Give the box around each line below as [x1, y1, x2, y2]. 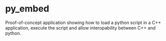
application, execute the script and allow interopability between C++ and [5, 24, 156, 30]
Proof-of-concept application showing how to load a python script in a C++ [5, 19, 161, 25]
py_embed [5, 3, 49, 14]
